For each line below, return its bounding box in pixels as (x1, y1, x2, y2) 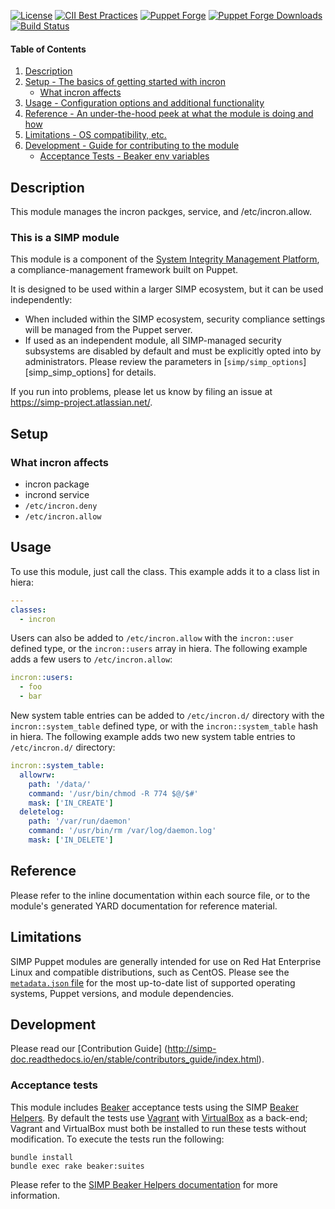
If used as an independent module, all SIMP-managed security (24, 335, 282, 347)
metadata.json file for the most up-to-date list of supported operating (10, 976, 296, 989)
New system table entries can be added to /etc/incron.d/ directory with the (10, 710, 325, 722)
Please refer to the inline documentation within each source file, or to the (10, 889, 311, 901)
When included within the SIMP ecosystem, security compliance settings (24, 313, 326, 325)
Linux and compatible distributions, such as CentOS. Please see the (10, 966, 290, 978)
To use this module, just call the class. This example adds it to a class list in (10, 565, 320, 577)
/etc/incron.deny (24, 501, 98, 511)
